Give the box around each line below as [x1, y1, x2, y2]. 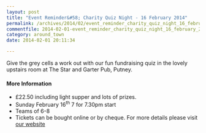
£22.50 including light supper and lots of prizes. [15, 93, 137, 101]
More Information [6, 80, 52, 87]
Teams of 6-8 [15, 107, 50, 115]
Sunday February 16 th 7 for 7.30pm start [15, 100, 116, 108]
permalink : [6, 20, 34, 26]
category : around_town [6, 32, 64, 38]
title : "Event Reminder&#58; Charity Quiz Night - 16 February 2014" [6, 15, 188, 21]
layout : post [6, 9, 40, 15]
